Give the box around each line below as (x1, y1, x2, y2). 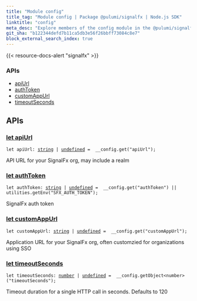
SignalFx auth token (6, 200, 54, 207)
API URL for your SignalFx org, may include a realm (6, 157, 130, 164)
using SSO (6, 245, 32, 252)
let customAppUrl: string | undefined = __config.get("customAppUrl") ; (6, 228, 188, 234)
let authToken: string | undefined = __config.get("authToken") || (6, 185, 177, 191)
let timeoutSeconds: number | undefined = (6, 272, 111, 279)
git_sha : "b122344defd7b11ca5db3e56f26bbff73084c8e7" (6, 31, 141, 36)
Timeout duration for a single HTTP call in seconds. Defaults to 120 (6, 288, 168, 295)
